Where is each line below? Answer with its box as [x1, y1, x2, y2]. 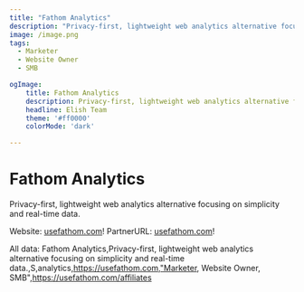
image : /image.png [9, 30, 79, 39]
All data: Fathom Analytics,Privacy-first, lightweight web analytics [9, 243, 254, 254]
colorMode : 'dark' [25, 122, 95, 131]
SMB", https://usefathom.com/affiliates [9, 272, 152, 283]
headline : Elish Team [25, 105, 107, 114]
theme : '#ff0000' [25, 114, 91, 123]
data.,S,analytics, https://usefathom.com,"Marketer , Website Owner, [9, 263, 261, 274]
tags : [9, 38, 30, 48]
